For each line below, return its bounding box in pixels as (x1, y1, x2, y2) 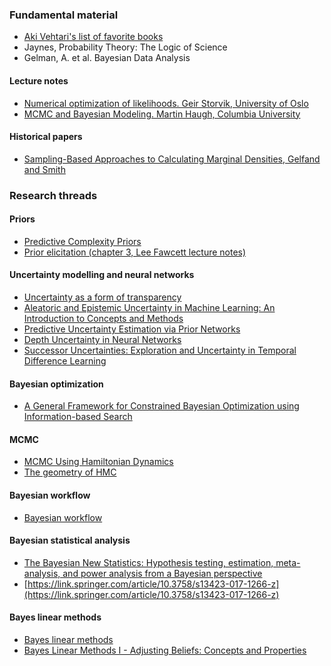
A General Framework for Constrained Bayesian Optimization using (23, 400, 300, 412)
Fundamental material (9, 8, 119, 22)
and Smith (23, 163, 66, 175)
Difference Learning (23, 355, 107, 367)
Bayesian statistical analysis (9, 534, 131, 547)
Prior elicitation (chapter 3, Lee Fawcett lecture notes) (23, 246, 247, 258)
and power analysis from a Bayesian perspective (62, 567, 263, 579)
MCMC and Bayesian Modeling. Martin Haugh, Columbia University (23, 108, 301, 120)
